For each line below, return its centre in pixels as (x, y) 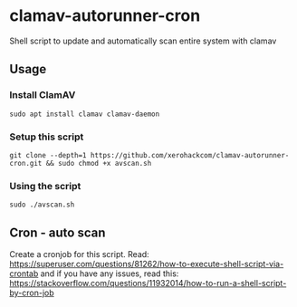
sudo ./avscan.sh (42, 205)
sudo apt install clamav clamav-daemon (85, 114)
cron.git (26, 163)
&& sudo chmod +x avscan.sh (99, 163)
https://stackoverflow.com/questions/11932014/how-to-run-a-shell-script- (148, 283)
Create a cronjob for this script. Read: (79, 254)
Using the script (45, 186)
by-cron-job (32, 293)
